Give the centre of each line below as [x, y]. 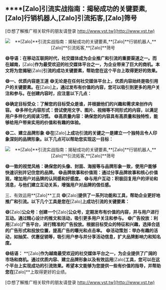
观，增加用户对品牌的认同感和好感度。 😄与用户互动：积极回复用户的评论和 [82, 178]
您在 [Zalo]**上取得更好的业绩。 [37, 272]
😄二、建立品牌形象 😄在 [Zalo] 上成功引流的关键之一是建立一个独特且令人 [79, 133]
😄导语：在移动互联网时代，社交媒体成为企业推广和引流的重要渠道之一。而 [81, 58]
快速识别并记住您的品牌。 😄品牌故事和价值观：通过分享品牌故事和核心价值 [82, 172]
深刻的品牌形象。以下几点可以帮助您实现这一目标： [61, 139]
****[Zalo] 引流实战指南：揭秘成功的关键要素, [76, 9]
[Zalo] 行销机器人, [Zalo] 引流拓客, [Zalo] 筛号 [71, 18]
